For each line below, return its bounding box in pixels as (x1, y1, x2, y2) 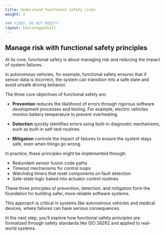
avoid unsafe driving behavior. (5, 82, 66, 88)
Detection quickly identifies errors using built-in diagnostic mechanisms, (12, 121, 160, 127)
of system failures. (5, 62, 43, 68)
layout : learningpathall (5, 25, 56, 30)
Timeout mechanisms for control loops (12, 166, 91, 171)
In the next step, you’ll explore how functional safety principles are (5, 215, 140, 221)
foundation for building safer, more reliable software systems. (5, 191, 130, 197)
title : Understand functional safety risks (5, 7, 96, 12)
